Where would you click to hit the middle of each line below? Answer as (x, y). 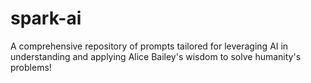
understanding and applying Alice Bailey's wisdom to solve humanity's (156, 56)
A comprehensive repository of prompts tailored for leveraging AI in (149, 46)
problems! (31, 67)
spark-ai (46, 18)
